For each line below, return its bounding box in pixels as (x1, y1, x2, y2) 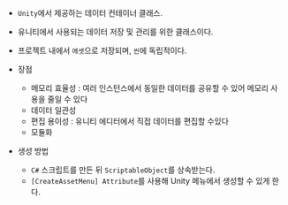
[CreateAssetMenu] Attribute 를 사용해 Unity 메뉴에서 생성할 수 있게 (30, 176, 270, 186)
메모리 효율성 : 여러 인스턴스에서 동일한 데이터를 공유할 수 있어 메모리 (30, 83, 269, 93)
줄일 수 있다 (47, 94, 88, 104)
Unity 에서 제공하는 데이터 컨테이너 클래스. (17, 8, 163, 18)
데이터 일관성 (30, 105, 77, 115)
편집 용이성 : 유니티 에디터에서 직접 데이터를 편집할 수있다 (30, 116, 230, 126)
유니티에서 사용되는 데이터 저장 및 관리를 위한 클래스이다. (17, 27, 214, 37)
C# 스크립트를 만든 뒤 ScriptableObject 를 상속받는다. (30, 164, 216, 175)
